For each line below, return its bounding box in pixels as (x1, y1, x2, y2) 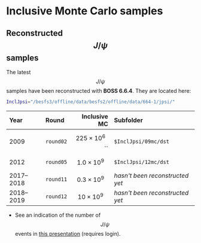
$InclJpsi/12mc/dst (114, 159, 169, 165)
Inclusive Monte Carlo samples (6, 4, 163, 18)
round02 (45, 138, 68, 145)
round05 (45, 159, 68, 165)
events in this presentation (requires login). (14, 230, 121, 237)
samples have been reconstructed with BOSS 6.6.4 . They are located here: (6, 87, 191, 94)
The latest (6, 69, 31, 75)
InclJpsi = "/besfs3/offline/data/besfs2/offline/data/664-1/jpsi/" (6, 99, 175, 105)
